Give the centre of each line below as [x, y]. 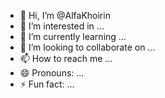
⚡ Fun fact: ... [47, 84]
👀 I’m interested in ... [62, 26]
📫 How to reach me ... [66, 58]
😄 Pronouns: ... [52, 73]
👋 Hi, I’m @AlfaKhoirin [65, 15]
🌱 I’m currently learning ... [73, 36]
